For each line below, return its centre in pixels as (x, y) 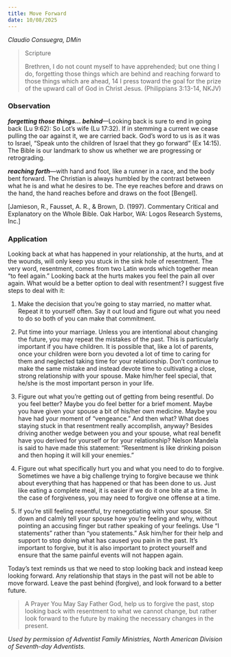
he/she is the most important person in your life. (86, 383)
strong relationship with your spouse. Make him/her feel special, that (115, 376)
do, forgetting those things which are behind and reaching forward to (122, 74)
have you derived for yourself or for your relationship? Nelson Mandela (118, 441)
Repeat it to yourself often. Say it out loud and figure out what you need (119, 312)
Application (27, 239)
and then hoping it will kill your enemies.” (76, 455)
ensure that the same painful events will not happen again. (100, 555)
